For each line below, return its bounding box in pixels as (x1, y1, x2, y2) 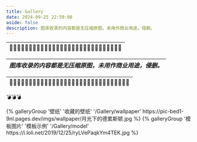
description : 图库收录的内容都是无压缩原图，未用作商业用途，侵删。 (6, 25, 156, 31)
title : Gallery (6, 8, 44, 15)
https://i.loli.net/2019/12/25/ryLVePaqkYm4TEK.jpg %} (6, 129, 139, 136)
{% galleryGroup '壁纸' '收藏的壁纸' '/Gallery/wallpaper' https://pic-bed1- (6, 108, 185, 115)
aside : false (6, 19, 38, 25)
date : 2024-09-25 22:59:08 (6, 14, 73, 20)
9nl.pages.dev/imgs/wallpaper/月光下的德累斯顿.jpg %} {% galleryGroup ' (6, 115, 186, 123)
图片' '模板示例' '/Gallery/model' (11, 123, 89, 130)
